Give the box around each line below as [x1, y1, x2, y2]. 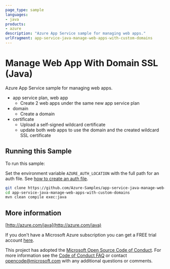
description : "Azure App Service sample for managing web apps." [5, 31, 146, 36]
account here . [5, 237, 34, 243]
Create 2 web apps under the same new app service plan [20, 100, 140, 106]
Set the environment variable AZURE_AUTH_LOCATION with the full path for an [5, 170, 159, 176]
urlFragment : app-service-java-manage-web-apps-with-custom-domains [5, 36, 153, 41]
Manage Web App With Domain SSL [5, 58, 158, 69]
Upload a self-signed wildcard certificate [20, 121, 106, 127]
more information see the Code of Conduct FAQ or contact [5, 252, 127, 258]
